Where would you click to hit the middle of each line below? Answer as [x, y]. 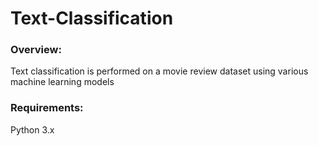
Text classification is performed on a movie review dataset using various [159, 71]
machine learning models [62, 82]
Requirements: [47, 108]
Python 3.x [32, 129]
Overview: [36, 50]
